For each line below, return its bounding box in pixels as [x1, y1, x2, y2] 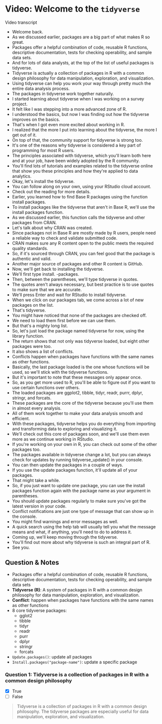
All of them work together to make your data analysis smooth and [12, 410, 143, 416]
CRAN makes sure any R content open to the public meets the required [12, 240, 154, 246]
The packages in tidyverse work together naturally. [12, 91, 114, 97]
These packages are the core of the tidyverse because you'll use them [12, 400, 154, 406]
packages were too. [12, 343, 52, 349]
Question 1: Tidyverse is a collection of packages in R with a [5, 671, 149, 678]
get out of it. [12, 132, 37, 138]
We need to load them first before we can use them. [12, 317, 116, 323]
